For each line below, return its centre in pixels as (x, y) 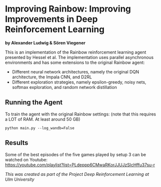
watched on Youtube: (26, 159)
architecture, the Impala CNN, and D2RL (52, 77)
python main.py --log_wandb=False (40, 128)
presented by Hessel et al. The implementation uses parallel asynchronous (79, 57)
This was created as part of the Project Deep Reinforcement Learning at (77, 174)
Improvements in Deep (51, 19)
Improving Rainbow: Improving (68, 9)
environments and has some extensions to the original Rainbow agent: (75, 62)
